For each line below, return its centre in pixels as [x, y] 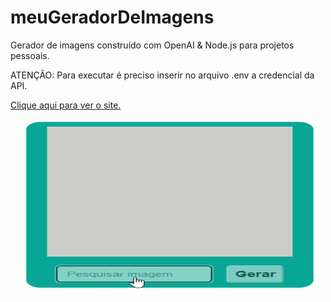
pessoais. [30, 55]
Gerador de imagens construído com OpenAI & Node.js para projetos [152, 45]
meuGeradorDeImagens [112, 17]
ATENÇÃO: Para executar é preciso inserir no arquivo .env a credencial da [162, 75]
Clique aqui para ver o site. [66, 105]
